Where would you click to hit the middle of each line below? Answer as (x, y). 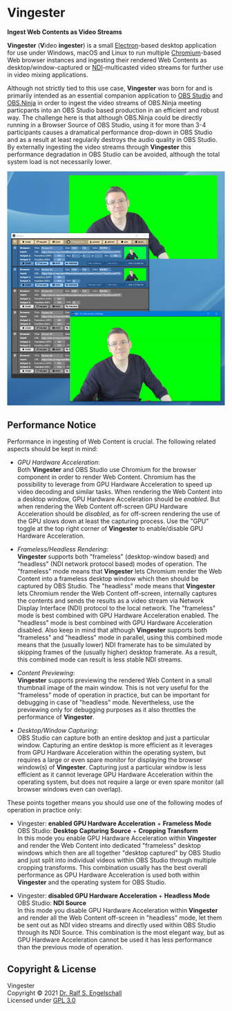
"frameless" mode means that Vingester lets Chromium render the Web (119, 572)
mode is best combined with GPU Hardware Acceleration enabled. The (118, 616)
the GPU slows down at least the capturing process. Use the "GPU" (113, 521)
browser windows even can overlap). (70, 790)
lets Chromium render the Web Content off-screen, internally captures (117, 594)
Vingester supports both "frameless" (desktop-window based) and (113, 557)
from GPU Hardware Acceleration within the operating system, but (111, 753)
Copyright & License (52, 969)
